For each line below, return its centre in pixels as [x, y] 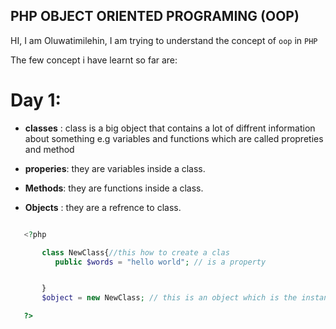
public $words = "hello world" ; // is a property [160, 262]
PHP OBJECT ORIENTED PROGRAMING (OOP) [155, 16]
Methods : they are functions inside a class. [114, 188]
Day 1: [36, 100]
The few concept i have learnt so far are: [94, 60]
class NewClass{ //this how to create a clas [135, 252]
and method [49, 149]
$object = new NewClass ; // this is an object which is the [169, 298]
